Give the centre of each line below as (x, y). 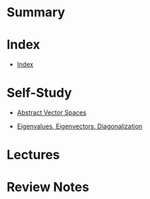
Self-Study (39, 93)
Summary (36, 12)
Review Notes (48, 187)
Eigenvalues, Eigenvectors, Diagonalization (80, 126)
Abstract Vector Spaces (51, 113)
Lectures (33, 155)
